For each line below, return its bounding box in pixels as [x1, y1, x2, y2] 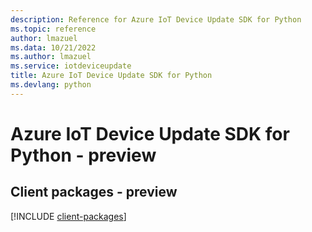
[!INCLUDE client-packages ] [10, 210, 127, 222]
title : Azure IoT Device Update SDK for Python [10, 71, 213, 81]
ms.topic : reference [10, 24, 97, 34]
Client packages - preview [10, 184, 178, 201]
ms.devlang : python [10, 80, 92, 90]
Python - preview [10, 144, 157, 166]
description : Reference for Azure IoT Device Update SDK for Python [10, 14, 302, 25]
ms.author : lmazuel [10, 52, 92, 62]
